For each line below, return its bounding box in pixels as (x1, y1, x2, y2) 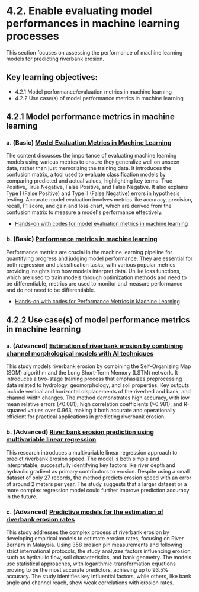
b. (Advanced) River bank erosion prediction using (6, 428, 154, 436)
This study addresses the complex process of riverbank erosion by (6, 529, 170, 536)
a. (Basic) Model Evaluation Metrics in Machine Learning (6, 139, 172, 147)
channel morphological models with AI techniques (6, 350, 154, 358)
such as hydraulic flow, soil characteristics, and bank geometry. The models (6, 554, 191, 561)
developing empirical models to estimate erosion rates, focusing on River (6, 535, 184, 542)
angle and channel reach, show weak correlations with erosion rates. (6, 579, 174, 586)
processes (6, 30, 59, 43)
